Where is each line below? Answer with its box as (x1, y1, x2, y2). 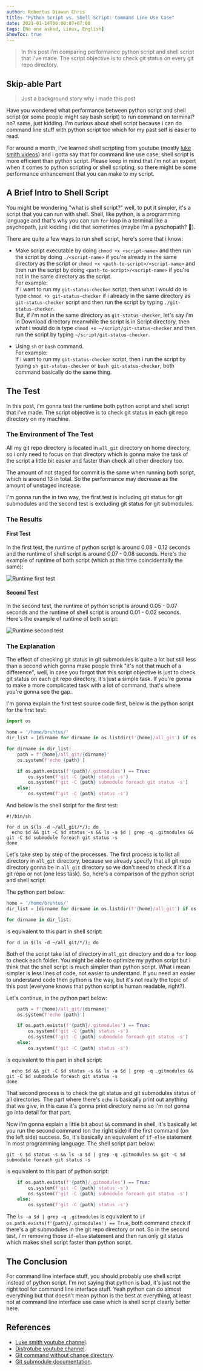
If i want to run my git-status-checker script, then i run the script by (15, 355, 186, 362)
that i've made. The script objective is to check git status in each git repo (6, 409, 188, 416)
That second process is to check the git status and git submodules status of (6, 1089, 196, 1096)
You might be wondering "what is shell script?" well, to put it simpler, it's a (6, 204, 191, 211)
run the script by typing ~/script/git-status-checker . (15, 331, 150, 338)
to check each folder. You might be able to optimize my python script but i (6, 956, 191, 964)
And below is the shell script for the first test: (6, 802, 119, 809)
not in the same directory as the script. (15, 272, 112, 280)
